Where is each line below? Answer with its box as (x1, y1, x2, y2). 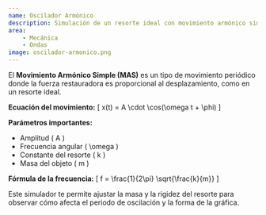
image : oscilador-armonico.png (8, 48, 112, 56)
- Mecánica (22, 33, 59, 42)
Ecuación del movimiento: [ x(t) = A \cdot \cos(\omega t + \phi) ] (8, 102, 222, 112)
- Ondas (22, 41, 47, 49)
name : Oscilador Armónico (8, 11, 93, 20)
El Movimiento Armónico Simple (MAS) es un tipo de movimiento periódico (8, 71, 256, 79)
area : (8, 26, 26, 34)
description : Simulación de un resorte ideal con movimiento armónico (8, 19, 246, 27)
